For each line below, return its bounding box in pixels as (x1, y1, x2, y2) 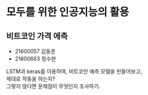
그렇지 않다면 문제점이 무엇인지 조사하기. (6, 83, 100, 90)
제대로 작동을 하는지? (6, 75, 55, 82)
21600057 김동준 (14, 48, 56, 55)
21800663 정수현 (14, 55, 56, 62)
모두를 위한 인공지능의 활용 (6, 5, 129, 19)
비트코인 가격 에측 (6, 31, 68, 41)
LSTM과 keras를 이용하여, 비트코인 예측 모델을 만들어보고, (6, 68, 142, 75)
